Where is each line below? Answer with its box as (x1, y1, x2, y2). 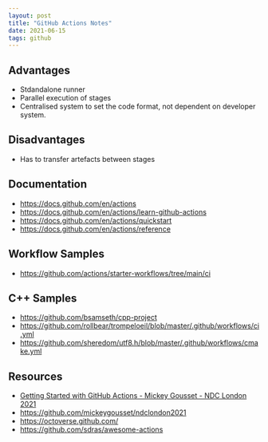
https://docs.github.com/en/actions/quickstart (19, 215, 172, 225)
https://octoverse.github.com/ (19, 416, 119, 426)
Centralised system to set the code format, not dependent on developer (19, 101, 256, 112)
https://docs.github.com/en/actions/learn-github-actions (19, 207, 207, 216)
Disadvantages (8, 133, 85, 147)
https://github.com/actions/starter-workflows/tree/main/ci (19, 268, 211, 278)
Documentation (8, 177, 88, 191)
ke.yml (19, 346, 42, 356)
